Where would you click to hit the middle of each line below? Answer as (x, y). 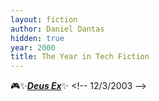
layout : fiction (44, 19)
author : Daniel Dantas (57, 29)
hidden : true (37, 38)
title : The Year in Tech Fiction (80, 57)
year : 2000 (33, 47)
